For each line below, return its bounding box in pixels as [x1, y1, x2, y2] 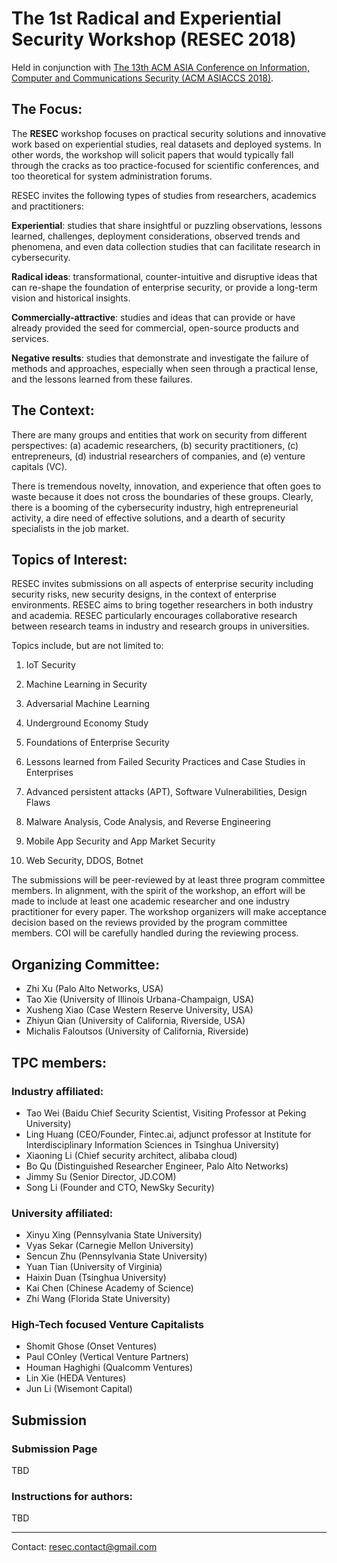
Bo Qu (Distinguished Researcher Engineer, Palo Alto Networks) [25, 1160, 289, 1172]
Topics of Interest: [11, 551, 128, 568]
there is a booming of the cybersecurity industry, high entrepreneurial [11, 501, 299, 513]
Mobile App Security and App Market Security [25, 835, 216, 847]
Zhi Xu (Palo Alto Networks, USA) [25, 983, 164, 995]
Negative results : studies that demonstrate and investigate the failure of [11, 352, 309, 364]
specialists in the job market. [11, 522, 129, 534]
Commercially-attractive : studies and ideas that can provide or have [11, 311, 296, 323]
